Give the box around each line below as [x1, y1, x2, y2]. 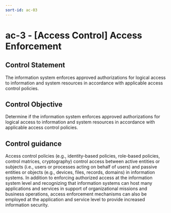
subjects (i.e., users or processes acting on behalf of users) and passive [5, 164, 157, 170]
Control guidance [5, 139, 62, 148]
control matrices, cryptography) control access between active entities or [5, 158, 160, 164]
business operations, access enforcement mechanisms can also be [5, 191, 147, 197]
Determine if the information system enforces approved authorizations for [5, 114, 161, 120]
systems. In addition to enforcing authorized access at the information [5, 175, 153, 181]
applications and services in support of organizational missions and [5, 185, 147, 192]
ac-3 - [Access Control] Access [5, 29, 142, 41]
